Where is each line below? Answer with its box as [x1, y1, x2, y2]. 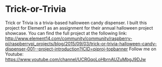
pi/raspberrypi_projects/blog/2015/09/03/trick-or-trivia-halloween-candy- [5, 40, 157, 46]
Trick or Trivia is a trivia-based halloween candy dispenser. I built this [5, 20, 147, 26]
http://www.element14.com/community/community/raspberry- [5, 35, 133, 41]
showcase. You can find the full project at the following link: [5, 30, 128, 36]
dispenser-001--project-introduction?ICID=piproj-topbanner [5, 46, 128, 52]
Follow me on [129, 46, 157, 52]
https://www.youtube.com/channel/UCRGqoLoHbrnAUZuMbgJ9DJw [5, 56, 146, 62]
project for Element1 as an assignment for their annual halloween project [5, 25, 153, 31]
